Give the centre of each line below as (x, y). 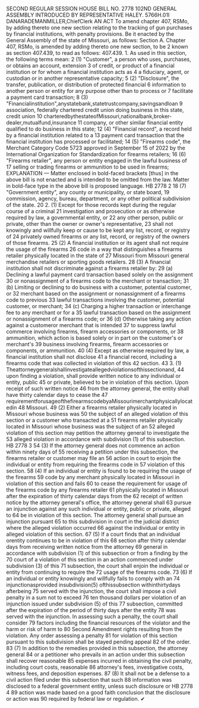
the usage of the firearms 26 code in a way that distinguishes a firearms (94, 249)
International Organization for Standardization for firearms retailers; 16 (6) (96, 154)
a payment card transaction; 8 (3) (47, 97)
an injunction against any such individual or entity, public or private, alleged (99, 509)
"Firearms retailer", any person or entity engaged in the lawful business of (97, 161)
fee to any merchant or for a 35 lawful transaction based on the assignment (99, 313)
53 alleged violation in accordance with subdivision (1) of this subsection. (96, 439)
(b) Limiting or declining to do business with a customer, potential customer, (99, 287)
